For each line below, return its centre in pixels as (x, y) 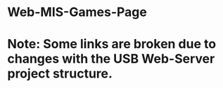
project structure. (60, 74)
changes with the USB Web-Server (111, 59)
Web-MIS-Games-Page (77, 12)
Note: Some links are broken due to (112, 44)
